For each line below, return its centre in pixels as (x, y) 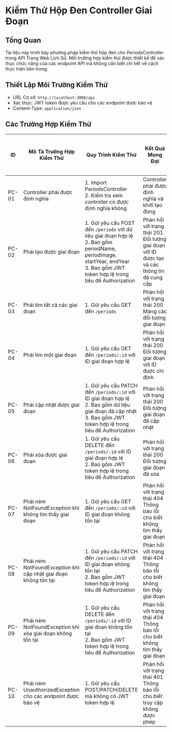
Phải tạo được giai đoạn (52, 252)
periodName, (100, 248)
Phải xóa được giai (45, 454)
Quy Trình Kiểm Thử (111, 155)
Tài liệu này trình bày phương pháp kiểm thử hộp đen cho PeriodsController (84, 53)
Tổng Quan (23, 40)
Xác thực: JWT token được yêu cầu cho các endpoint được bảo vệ (82, 102)
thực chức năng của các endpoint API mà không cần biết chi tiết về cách (82, 63)
